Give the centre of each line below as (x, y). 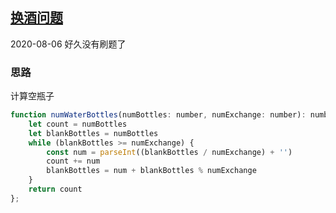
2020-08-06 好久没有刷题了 (68, 44)
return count (55, 189)
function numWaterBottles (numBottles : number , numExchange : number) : (158, 115)
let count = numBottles (78, 124)
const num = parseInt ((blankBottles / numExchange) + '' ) (169, 152)
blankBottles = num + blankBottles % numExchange (151, 171)
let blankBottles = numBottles (93, 133)
